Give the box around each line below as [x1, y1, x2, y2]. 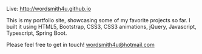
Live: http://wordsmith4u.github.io [6, 5, 92, 12]
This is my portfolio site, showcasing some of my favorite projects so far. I [6, 17, 191, 23]
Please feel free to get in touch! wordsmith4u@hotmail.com [6, 41, 155, 48]
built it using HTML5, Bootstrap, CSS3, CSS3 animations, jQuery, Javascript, [6, 23, 197, 30]
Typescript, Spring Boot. [6, 29, 67, 37]
